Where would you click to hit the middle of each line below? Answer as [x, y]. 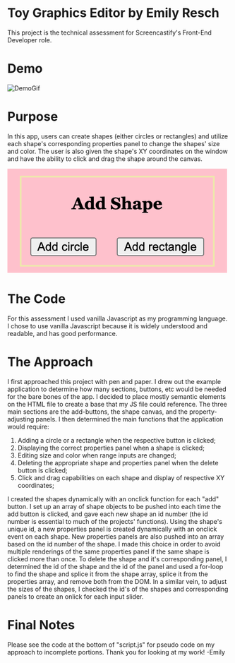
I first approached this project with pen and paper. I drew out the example [114, 381]
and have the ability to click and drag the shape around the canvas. [105, 159]
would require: [28, 426]
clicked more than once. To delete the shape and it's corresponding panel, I [117, 559]
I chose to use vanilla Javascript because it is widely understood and [108, 325]
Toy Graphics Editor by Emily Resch [114, 13]
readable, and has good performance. [62, 333]
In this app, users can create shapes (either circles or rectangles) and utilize [118, 136]
